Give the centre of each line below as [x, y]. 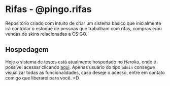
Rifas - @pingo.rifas [48, 9]
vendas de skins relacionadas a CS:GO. [46, 34]
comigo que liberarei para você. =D [42, 78]
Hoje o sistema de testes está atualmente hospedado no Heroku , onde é [81, 62]
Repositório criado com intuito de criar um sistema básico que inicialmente [83, 23]
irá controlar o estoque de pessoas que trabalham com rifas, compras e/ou [84, 28]
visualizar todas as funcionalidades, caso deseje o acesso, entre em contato [85, 72]
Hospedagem [27, 50]
